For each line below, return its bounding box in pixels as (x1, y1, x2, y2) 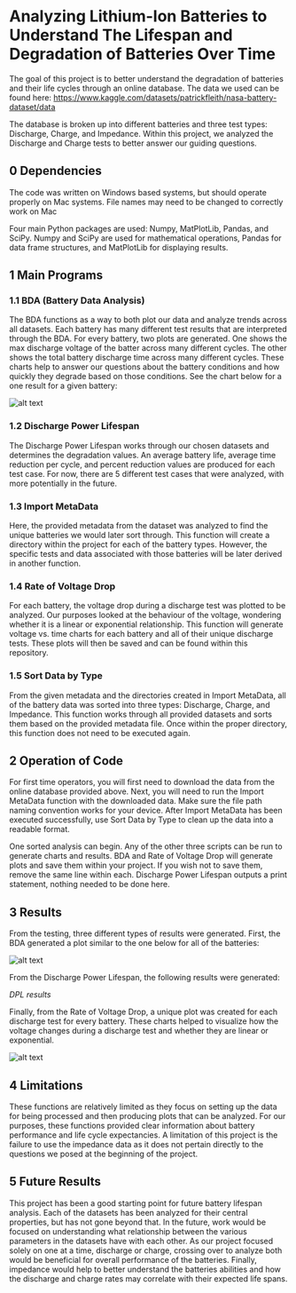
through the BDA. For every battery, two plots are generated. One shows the (9, 333, 288, 344)
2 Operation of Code (9, 753, 124, 769)
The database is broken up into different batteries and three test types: (9, 118, 268, 130)
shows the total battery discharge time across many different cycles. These (9, 353, 284, 363)
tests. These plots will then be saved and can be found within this (9, 638, 248, 649)
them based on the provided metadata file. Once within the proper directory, (9, 718, 288, 729)
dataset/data (9, 101, 56, 112)
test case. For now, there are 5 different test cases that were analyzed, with (9, 468, 284, 479)
